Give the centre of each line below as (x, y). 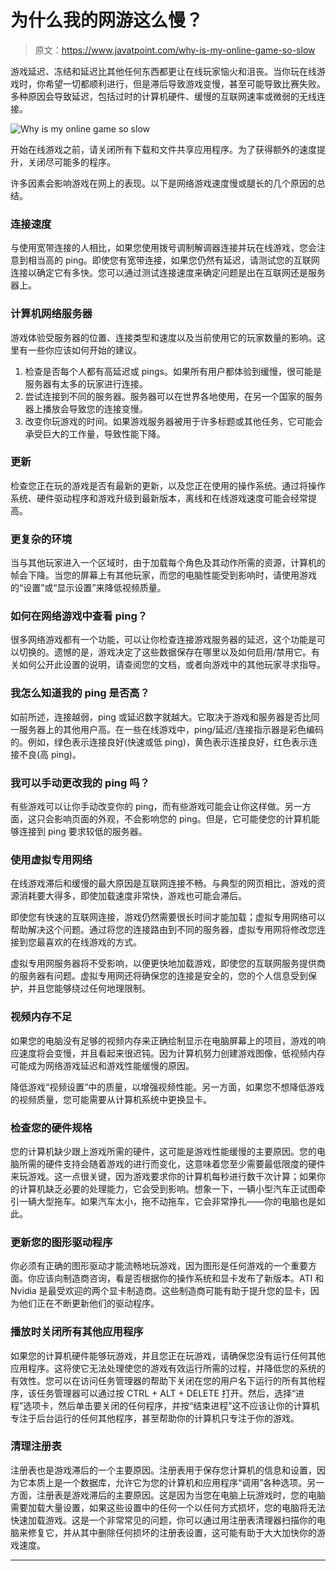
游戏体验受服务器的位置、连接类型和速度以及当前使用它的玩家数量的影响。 (163, 337)
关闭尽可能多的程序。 (71, 162)
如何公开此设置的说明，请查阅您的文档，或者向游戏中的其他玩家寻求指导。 (172, 665)
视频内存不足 (41, 1017)
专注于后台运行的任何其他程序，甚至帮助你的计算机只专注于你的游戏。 (155, 1418)
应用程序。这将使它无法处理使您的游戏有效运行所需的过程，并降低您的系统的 (168, 1368)
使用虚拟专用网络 (51, 859)
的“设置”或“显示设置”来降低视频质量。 (88, 588)
